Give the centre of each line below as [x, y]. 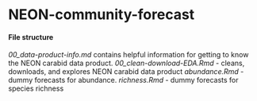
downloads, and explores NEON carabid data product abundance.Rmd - [126, 72]
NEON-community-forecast [102, 15]
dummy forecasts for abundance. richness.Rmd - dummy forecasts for [124, 80]
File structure [31, 37]
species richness [36, 88]
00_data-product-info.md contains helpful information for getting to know [128, 55]
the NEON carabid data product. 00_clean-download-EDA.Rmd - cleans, [127, 63]
